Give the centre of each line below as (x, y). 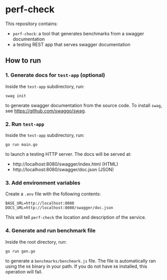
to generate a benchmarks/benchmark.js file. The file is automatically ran (81, 261)
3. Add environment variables (43, 183)
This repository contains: (32, 24)
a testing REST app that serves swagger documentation (71, 44)
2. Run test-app (25, 124)
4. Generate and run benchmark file (50, 231)
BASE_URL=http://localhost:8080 (40, 204)
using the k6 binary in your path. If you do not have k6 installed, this (76, 266)
